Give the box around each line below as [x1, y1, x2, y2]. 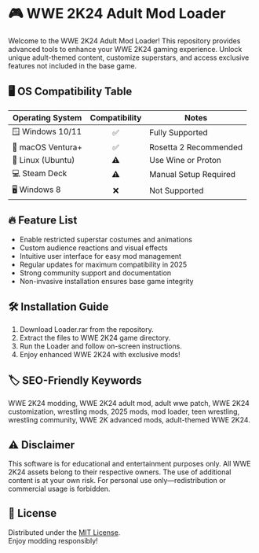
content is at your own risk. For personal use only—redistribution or [8, 476, 226, 485]
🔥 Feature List [8, 214, 78, 227]
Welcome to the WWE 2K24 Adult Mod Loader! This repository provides [8, 35, 241, 46]
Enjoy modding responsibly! [8, 536, 98, 545]
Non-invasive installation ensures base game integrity [19, 276, 194, 286]
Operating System [12, 112, 82, 123]
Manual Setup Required [148, 169, 236, 180]
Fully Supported [148, 127, 208, 138]
